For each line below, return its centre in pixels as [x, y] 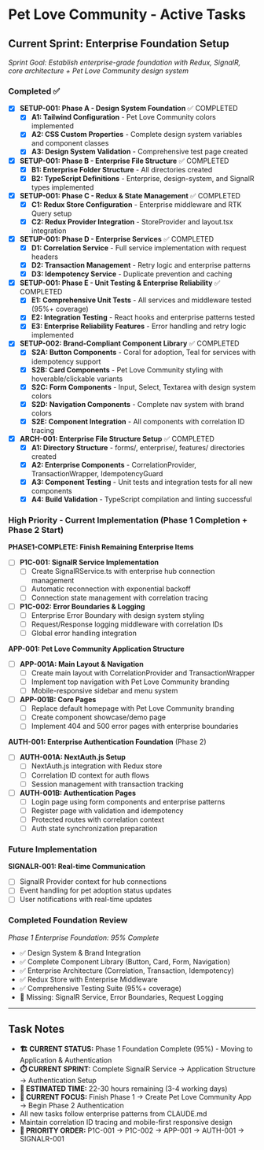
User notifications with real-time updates [86, 900]
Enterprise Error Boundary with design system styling [117, 615]
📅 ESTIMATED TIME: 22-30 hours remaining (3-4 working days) [123, 1089]
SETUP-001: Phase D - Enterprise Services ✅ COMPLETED [117, 239]
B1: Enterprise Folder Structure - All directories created [122, 169]
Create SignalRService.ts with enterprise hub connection [123, 571]
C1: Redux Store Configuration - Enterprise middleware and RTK [136, 204]
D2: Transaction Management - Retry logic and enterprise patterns [141, 265]
